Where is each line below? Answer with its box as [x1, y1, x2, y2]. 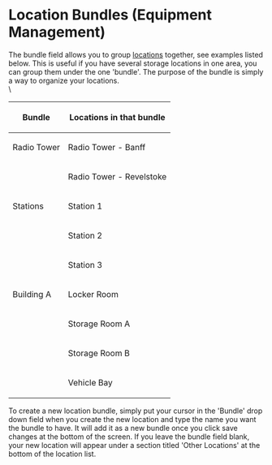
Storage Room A [67, 318, 131, 329]
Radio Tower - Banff [67, 141, 146, 153]
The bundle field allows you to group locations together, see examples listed [8, 50, 264, 59]
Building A [12, 288, 51, 299]
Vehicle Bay [67, 377, 114, 388]
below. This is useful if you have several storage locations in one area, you [8, 58, 257, 68]
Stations [12, 200, 45, 212]
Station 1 [67, 200, 103, 212]
